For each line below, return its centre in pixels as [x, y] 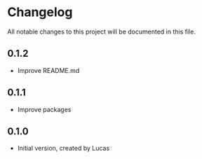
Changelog [40, 12]
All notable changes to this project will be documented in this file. [102, 32]
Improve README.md [48, 70]
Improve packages [44, 109]
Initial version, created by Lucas [63, 148]
